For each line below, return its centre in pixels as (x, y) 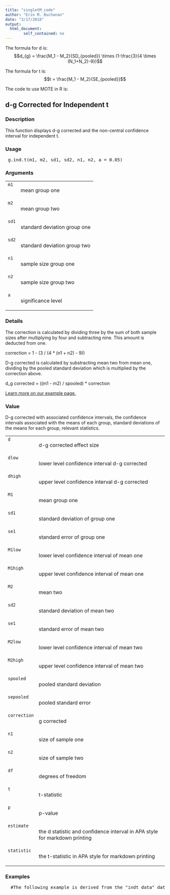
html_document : (26, 29)
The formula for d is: (27, 48)
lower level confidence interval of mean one (91, 555)
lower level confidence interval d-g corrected (93, 463)
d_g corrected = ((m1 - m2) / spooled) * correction (58, 383)
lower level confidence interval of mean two (91, 647)
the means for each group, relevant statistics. (53, 428)
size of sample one (61, 739)
